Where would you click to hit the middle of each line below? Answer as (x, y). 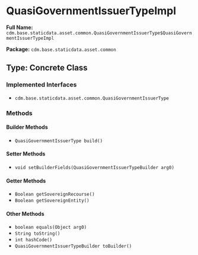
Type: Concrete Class (47, 68)
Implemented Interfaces (41, 85)
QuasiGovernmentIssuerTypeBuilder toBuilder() (73, 246)
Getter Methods (26, 181)
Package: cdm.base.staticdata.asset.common (61, 49)
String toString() (37, 234)
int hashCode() (33, 240)
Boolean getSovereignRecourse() (55, 195)
